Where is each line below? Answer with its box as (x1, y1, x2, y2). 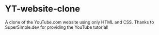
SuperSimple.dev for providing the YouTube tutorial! (5, 24, 109, 30)
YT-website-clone (5, 3, 80, 14)
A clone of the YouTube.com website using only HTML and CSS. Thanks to (5, 19, 154, 25)
